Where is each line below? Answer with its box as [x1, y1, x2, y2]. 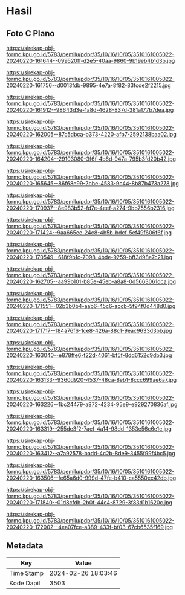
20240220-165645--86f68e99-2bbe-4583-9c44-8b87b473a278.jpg [6, 180, 180, 187]
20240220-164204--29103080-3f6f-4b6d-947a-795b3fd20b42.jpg [6, 155, 177, 162]
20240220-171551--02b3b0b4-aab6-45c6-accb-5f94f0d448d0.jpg [6, 303, 176, 309]
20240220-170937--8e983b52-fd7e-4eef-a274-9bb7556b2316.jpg [6, 204, 175, 211]
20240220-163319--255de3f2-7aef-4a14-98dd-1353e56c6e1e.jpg [6, 425, 172, 433]
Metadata [6, 541, 44, 551]
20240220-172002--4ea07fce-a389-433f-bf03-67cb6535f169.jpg [6, 524, 174, 530]
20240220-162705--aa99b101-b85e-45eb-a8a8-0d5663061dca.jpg [6, 278, 177, 285]
